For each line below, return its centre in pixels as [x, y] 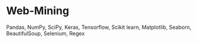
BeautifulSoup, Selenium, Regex [46, 33]
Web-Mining [38, 11]
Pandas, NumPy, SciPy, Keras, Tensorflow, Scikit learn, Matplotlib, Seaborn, [99, 27]
